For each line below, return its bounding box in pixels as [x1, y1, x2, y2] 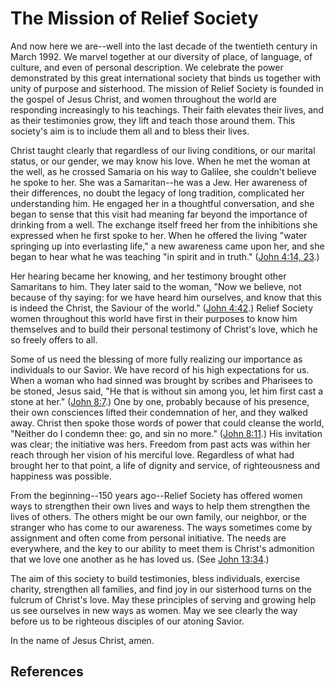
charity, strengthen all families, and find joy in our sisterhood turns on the [10, 583, 312, 595]
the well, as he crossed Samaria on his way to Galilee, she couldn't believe [10, 165, 317, 177]
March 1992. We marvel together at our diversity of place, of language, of [10, 50, 313, 62]
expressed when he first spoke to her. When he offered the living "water [10, 229, 308, 241]
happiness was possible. [10, 470, 112, 482]
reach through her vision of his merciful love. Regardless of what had [10, 448, 295, 461]
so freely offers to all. [10, 333, 98, 346]
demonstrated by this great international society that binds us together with [10, 72, 322, 84]
